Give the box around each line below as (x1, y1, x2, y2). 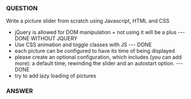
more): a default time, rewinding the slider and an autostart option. (14, 60, 175, 67)
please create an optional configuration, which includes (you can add (14, 54, 182, 61)
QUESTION (6, 4, 38, 12)
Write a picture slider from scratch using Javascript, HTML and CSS (6, 18, 170, 25)
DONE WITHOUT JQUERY (14, 35, 78, 42)
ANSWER (6, 87, 33, 95)
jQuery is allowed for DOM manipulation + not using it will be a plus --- (14, 29, 186, 36)
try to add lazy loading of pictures (14, 72, 97, 80)
